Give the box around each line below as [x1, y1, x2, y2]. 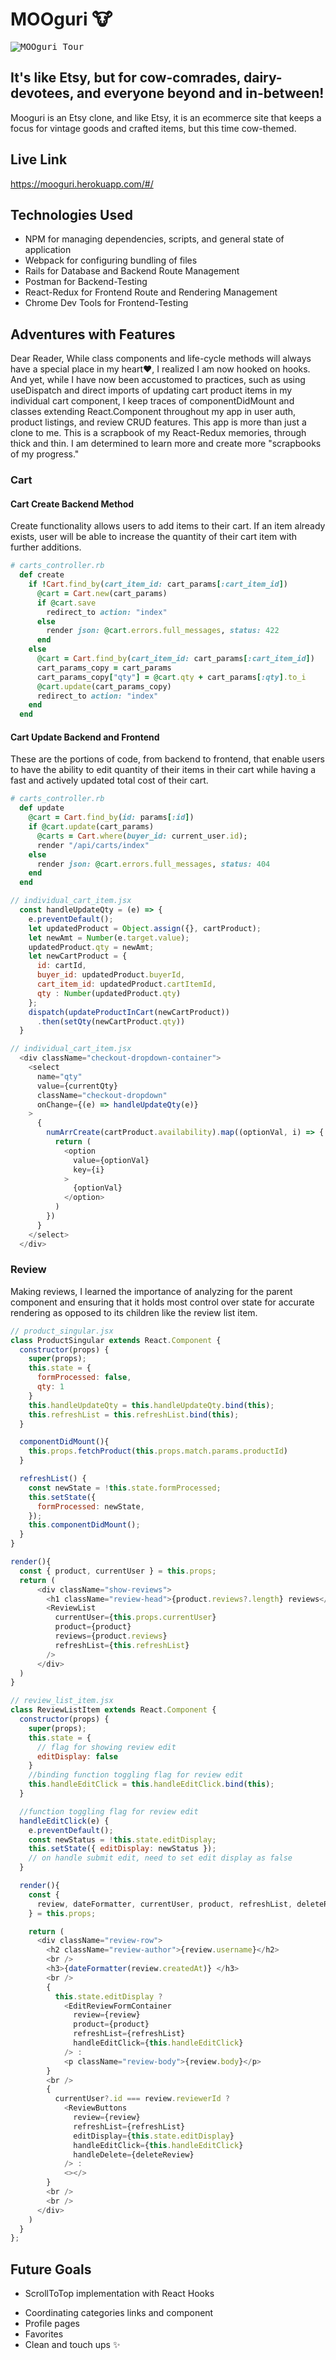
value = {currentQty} [36, 1081, 118, 1091]
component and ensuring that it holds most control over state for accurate [10, 1296, 315, 1308]
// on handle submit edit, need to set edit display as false [28, 1853, 293, 1863]
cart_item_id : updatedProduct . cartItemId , [36, 979, 217, 990]
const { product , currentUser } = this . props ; [19, 1566, 217, 1576]
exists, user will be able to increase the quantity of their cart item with [10, 531, 298, 543]
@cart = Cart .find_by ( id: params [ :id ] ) [28, 813, 195, 823]
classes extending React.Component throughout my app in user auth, [10, 406, 297, 418]
